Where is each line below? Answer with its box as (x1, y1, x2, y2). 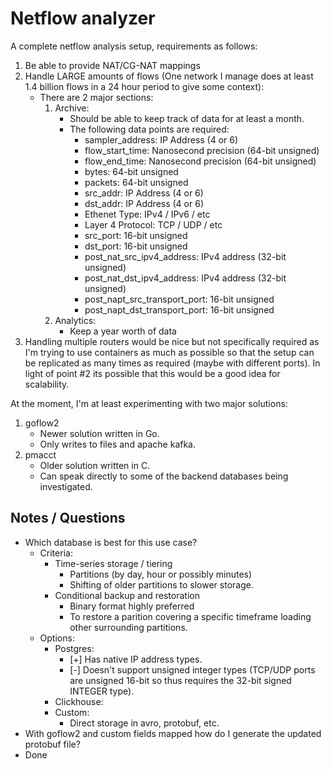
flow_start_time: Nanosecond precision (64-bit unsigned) (84, 144, 320, 156)
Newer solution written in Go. (39, 427, 160, 439)
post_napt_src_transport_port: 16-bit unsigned (84, 293, 275, 305)
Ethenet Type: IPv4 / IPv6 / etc (84, 208, 211, 220)
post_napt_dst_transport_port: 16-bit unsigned (84, 303, 275, 316)
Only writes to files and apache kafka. (39, 438, 197, 450)
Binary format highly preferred (69, 600, 195, 612)
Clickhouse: (54, 695, 104, 707)
